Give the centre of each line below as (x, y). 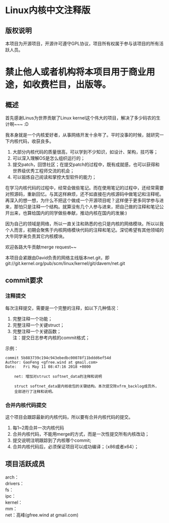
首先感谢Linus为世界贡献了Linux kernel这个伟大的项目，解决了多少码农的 (81, 118)
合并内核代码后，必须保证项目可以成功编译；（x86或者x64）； (76, 446)
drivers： (15, 483)
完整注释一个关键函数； (37, 331)
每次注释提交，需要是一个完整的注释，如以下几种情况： (62, 308)
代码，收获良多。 (36, 141)
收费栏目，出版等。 (72, 85)
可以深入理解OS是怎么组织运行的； (49, 158)
